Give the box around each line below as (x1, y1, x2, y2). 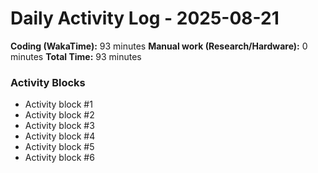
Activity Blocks (10, 75, 86, 89)
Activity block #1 (24, 98, 93, 111)
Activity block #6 (24, 152, 95, 164)
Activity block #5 (24, 141, 95, 153)
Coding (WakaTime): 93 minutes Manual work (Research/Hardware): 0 (10, 40, 308, 52)
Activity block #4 (24, 130, 96, 142)
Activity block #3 (24, 120, 95, 132)
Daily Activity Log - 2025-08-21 (10, 7, 280, 30)
